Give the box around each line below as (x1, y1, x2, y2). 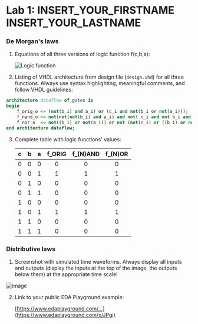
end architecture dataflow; (6, 125, 75, 131)
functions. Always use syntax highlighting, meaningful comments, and (14, 80, 185, 87)
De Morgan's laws (6, 37, 59, 46)
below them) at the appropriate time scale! (14, 271, 118, 278)
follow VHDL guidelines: (14, 86, 73, 93)
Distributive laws (6, 245, 56, 253)
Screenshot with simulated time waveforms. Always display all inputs (14, 258, 182, 265)
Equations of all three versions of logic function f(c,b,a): (14, 51, 150, 58)
